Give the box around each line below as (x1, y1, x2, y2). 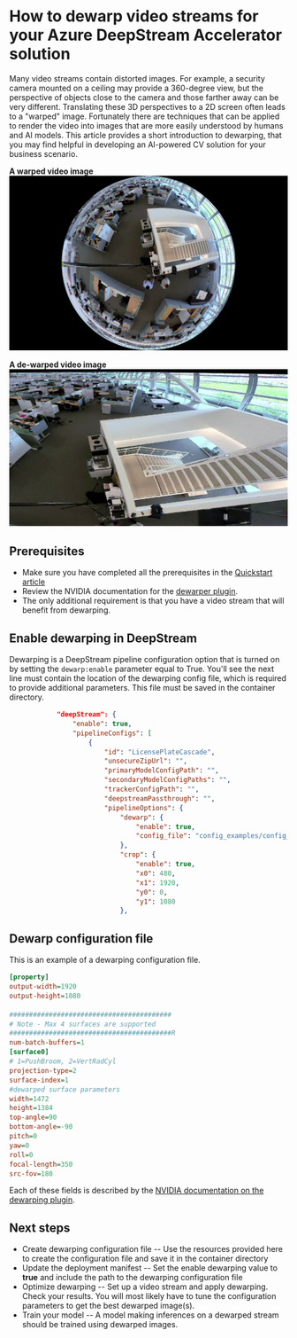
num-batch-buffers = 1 (9, 1038, 86, 1047)
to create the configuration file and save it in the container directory (21, 1253, 269, 1264)
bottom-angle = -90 (9, 1123, 73, 1131)
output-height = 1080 (9, 991, 81, 1000)
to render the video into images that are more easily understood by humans (9, 120, 284, 130)
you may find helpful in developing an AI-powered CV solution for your (9, 139, 267, 150)
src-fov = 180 (9, 1169, 53, 1178)
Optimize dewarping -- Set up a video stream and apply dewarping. (21, 1281, 269, 1292)
